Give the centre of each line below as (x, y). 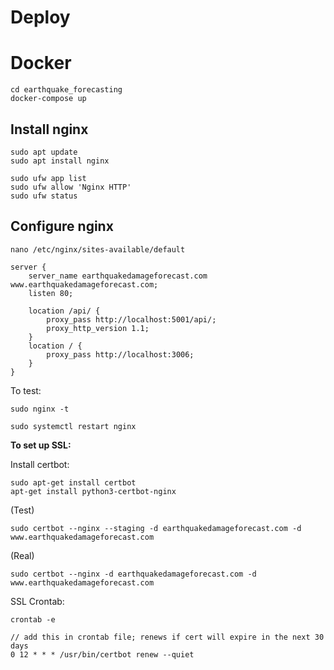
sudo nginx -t (40, 409)
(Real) (22, 555)
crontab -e (33, 619)
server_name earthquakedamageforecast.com (118, 276)
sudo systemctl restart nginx (73, 426)
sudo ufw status (44, 196)
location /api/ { (64, 311)
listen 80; (51, 293)
